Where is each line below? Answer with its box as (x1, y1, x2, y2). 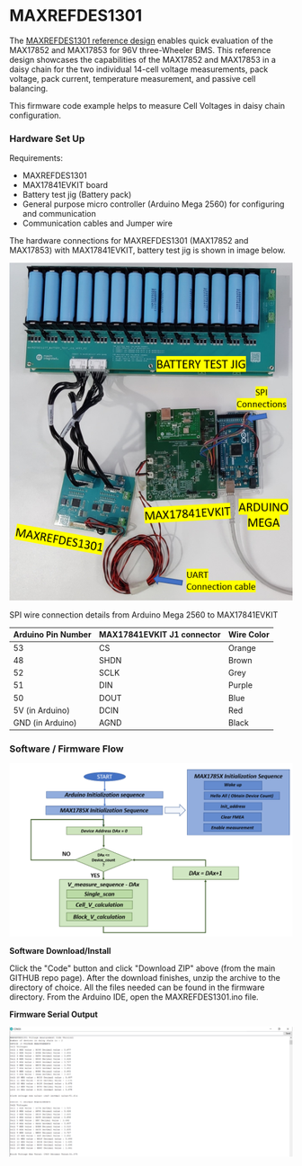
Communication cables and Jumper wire (22, 218, 173, 229)
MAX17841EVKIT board (22, 180, 108, 191)
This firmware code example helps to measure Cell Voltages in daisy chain (9, 100, 286, 111)
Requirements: (9, 153, 63, 164)
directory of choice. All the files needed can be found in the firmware (9, 982, 265, 993)
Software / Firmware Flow (9, 743, 124, 755)
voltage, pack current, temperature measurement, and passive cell (9, 73, 256, 84)
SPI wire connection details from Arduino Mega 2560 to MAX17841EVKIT (9, 609, 279, 620)
